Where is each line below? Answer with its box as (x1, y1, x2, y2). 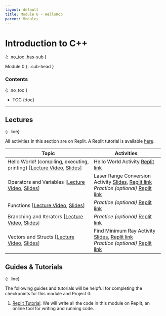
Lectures (5, 116, 33, 124)
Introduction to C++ (5, 38, 88, 49)
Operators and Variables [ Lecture (7, 179, 85, 186)
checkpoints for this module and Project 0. (5, 291, 92, 297)
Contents (5, 76, 28, 83)
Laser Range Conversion (93, 172, 151, 179)
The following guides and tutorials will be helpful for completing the (5, 285, 142, 291)
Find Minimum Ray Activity (93, 228, 156, 235)
